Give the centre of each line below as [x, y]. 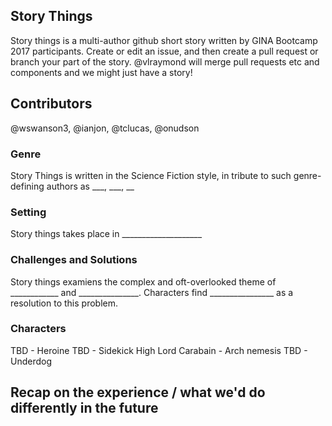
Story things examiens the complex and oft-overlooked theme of [143, 281]
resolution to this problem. [64, 303]
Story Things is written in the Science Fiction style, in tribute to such [151, 175]
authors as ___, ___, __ [90, 186]
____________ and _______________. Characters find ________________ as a [152, 292]
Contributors [51, 104]
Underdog [31, 361]
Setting [28, 212]
